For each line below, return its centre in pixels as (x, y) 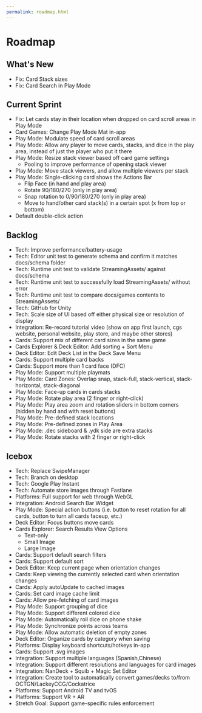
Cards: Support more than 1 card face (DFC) (70, 366)
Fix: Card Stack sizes (41, 79)
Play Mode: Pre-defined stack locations (64, 418)
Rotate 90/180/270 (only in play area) (70, 190)
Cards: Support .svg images (50, 652)
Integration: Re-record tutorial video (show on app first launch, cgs (98, 327)
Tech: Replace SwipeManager (52, 471)
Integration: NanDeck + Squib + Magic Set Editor (76, 671)
